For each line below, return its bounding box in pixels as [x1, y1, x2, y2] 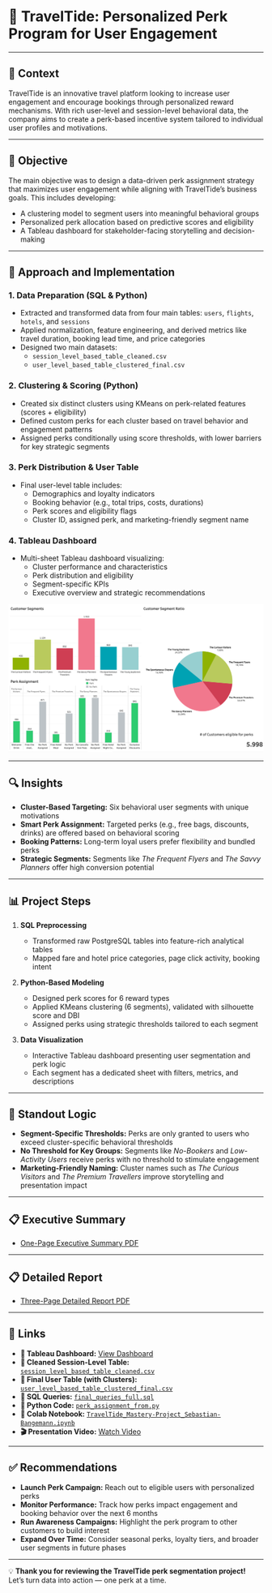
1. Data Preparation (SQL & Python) [8, 290, 148, 301]
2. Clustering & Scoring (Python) [8, 380, 139, 392]
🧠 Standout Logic [8, 1107, 97, 1122]
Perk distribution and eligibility [32, 571, 134, 581]
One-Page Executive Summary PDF [19, 1239, 139, 1248]
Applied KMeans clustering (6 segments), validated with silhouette [32, 1002, 254, 1011]
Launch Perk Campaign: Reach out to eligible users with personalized [19, 1482, 255, 1492]
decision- [223, 225, 255, 235]
